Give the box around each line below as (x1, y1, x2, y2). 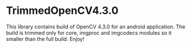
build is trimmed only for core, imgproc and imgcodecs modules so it (6, 29, 172, 36)
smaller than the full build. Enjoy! (6, 35, 85, 42)
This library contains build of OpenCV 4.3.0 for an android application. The (6, 23, 186, 30)
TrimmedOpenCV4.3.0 (6, 4, 119, 17)
